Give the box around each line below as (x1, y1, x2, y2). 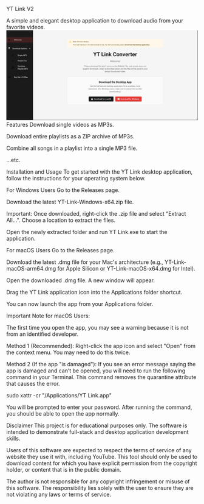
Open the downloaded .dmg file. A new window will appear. (6, 277, 155, 284)
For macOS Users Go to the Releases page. (6, 246, 115, 254)
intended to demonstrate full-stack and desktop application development (6, 428, 189, 435)
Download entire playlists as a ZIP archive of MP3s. (6, 132, 135, 140)
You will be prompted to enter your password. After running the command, (6, 403, 192, 411)
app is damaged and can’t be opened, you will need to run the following (6, 367, 186, 374)
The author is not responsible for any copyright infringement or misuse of (6, 478, 190, 485)
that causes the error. (6, 380, 60, 387)
